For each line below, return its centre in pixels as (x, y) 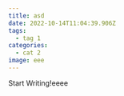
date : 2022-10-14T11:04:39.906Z (62, 23)
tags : (17, 30)
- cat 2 (28, 53)
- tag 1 (28, 38)
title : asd (26, 16)
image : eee (26, 61)
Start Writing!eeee (38, 83)
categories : (28, 46)
